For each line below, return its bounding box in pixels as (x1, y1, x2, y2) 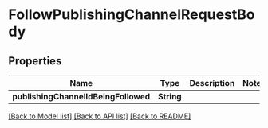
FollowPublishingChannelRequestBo (8, 6, 255, 24)
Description (189, 78, 235, 88)
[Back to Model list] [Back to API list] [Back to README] (8, 111, 191, 121)
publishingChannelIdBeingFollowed (12, 91, 151, 102)
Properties (8, 54, 62, 68)
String (158, 91, 182, 102)
